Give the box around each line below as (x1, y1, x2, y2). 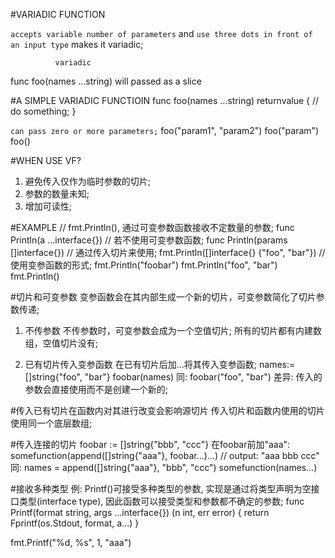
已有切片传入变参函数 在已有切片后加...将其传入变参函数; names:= (24, 359, 296, 370)
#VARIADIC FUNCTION (10, 9, 106, 20)
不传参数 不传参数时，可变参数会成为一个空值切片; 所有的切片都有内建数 (24, 325, 322, 336)
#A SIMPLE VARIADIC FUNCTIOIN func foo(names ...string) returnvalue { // (10, 95, 320, 106)
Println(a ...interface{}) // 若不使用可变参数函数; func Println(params (10, 234, 288, 246)
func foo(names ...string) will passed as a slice (10, 75, 202, 87)
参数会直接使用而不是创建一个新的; (24, 384, 169, 395)
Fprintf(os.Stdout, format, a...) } (10, 517, 140, 529)
